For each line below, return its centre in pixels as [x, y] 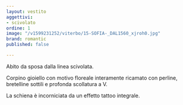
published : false [28, 45]
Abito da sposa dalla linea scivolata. [50, 66]
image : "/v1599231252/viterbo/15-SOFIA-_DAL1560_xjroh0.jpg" [83, 34]
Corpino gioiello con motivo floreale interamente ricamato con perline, [92, 78]
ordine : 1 [18, 28]
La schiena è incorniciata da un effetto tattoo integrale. [73, 96]
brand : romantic [26, 39]
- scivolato [21, 22]
